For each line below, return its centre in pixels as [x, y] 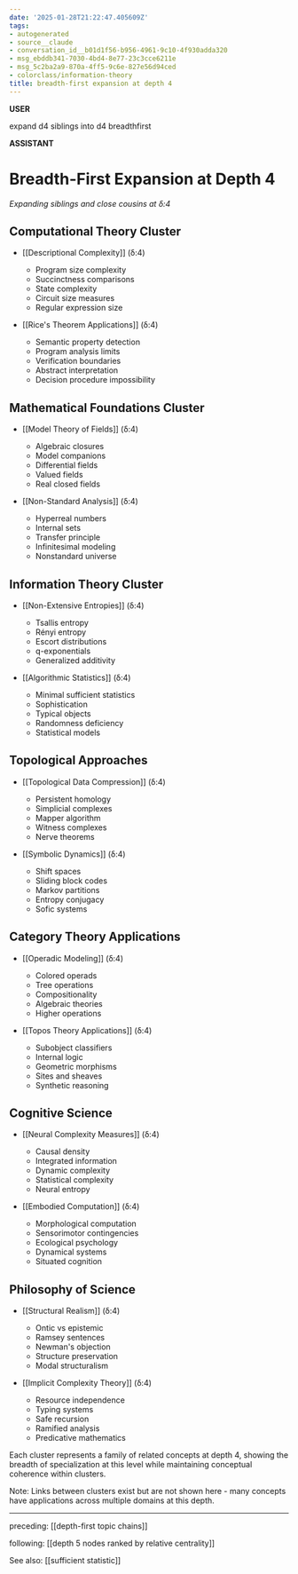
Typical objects [63, 714]
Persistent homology [73, 799]
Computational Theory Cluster [95, 231]
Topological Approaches [78, 760]
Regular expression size [79, 308]
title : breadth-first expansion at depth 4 [91, 83]
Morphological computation [86, 1224]
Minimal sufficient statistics [85, 695]
